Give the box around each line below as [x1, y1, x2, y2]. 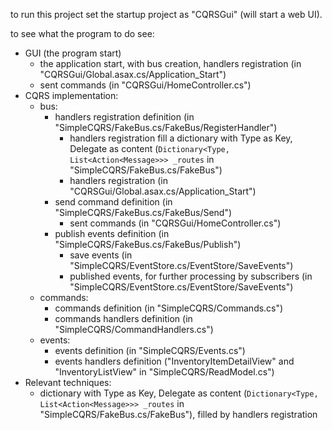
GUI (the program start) [24, 47, 122, 59]
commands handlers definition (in [54, 313, 193, 324]
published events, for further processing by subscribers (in [69, 270, 313, 282]
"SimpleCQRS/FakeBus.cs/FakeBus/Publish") [54, 239, 242, 250]
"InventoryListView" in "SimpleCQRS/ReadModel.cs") [54, 366, 275, 378]
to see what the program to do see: [10, 28, 155, 39]
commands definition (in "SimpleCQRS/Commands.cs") [54, 302, 284, 314]
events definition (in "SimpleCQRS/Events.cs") [54, 345, 246, 356]
